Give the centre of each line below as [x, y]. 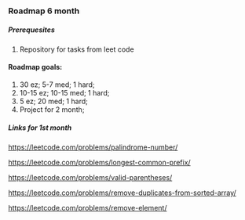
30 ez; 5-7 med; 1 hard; [57, 85]
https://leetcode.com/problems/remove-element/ [88, 208]
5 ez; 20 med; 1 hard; [53, 101]
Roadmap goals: [35, 67]
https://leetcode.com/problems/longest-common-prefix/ [99, 163]
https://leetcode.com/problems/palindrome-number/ [93, 147]
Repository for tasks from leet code [77, 49]
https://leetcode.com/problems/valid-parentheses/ [90, 178]
